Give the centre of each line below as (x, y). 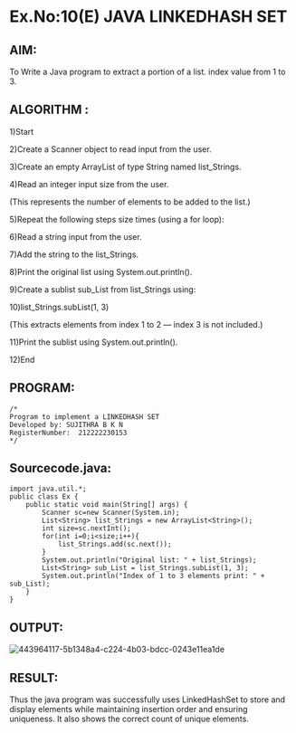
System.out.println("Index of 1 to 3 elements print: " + (153, 576)
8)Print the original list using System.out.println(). (101, 271)
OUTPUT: (36, 628)
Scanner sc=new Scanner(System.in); (111, 513)
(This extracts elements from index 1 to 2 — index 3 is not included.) (136, 324)
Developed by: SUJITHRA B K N (67, 424)
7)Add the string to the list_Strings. (74, 254)
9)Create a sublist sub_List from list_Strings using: (103, 289)
